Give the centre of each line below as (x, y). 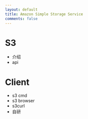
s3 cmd (20, 96)
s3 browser (23, 101)
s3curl (18, 106)
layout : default (21, 10)
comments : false (21, 19)
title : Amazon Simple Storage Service (44, 14)
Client (17, 82)
